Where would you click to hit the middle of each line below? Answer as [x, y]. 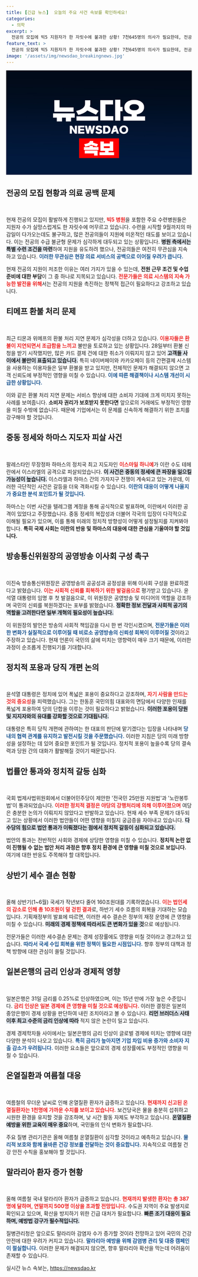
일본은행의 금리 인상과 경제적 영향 [63, 972]
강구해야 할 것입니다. [30, 417]
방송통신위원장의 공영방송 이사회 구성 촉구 [77, 557]
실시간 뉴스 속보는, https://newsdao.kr [51, 1268]
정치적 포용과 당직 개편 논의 [52, 667]
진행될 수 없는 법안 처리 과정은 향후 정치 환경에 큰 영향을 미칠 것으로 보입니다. [99, 848]
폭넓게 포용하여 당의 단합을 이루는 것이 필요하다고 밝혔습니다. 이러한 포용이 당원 [97, 709]
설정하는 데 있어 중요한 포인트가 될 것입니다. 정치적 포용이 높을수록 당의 [99, 744]
